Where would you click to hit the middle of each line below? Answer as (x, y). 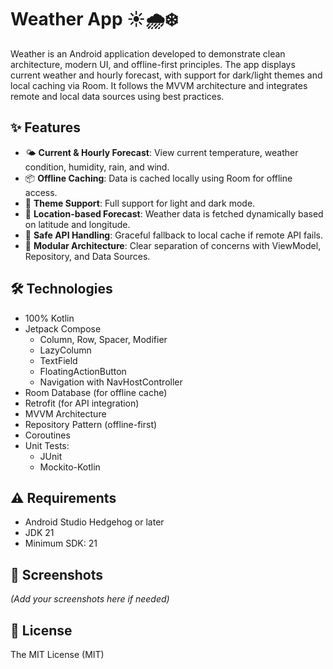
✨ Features (45, 127)
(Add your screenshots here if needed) (90, 599)
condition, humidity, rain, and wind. (97, 167)
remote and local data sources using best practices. (117, 96)
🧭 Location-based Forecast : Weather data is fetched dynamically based (174, 213)
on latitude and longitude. (77, 224)
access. (41, 192)
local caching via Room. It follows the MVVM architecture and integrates (159, 85)
